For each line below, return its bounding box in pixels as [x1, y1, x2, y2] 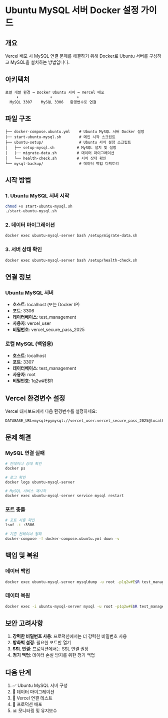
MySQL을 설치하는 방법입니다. [10, 59, 70, 65]
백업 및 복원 [5, 551, 39, 560]
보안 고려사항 [5, 619, 43, 628]
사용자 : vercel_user [12, 320, 51, 326]
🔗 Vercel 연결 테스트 [12, 695, 52, 701]
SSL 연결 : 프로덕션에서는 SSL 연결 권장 [12, 646, 89, 652]
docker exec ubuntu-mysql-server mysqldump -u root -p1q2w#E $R [5, 579, 140, 584]
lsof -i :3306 [5, 523, 35, 528]
